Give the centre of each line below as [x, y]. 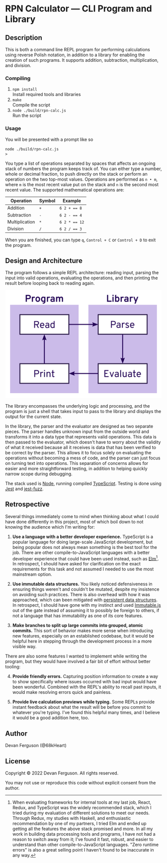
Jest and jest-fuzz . [24, 489]
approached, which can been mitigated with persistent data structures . [85, 600]
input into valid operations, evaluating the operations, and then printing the [82, 278]
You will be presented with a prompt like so [49, 139]
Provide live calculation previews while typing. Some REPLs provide [83, 702]
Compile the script [31, 105]
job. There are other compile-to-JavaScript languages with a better [81, 552]
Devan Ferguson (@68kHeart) [36, 746]
